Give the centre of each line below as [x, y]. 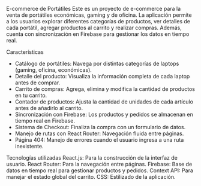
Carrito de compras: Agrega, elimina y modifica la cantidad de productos [105, 89]
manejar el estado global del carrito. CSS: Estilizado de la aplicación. [91, 177]
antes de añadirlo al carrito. [49, 108]
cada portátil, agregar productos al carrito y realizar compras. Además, [94, 28]
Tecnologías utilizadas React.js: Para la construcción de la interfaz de [92, 158]
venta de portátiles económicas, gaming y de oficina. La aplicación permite [99, 15]
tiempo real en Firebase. [45, 121]
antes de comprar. [37, 83]
